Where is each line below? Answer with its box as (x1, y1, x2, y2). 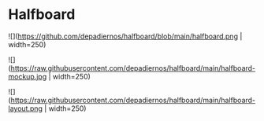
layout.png (8, 104, 43, 113)
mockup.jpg (8, 71, 47, 81)
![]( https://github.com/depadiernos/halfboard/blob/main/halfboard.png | (8, 31, 243, 41)
